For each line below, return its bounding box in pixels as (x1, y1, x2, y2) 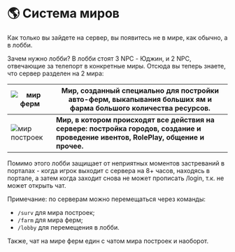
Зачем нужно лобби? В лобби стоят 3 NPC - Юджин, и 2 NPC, (7, 54, 192, 63)
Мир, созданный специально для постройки (61, 85, 219, 95)
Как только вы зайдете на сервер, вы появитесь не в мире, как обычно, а (7, 33, 228, 42)
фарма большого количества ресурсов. (69, 103, 211, 112)
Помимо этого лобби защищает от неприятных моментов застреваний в (7, 158, 225, 168)
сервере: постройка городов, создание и (55, 124, 201, 133)
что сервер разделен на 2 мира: (7, 69, 104, 77)
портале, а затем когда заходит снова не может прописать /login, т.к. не (7, 174, 225, 182)
